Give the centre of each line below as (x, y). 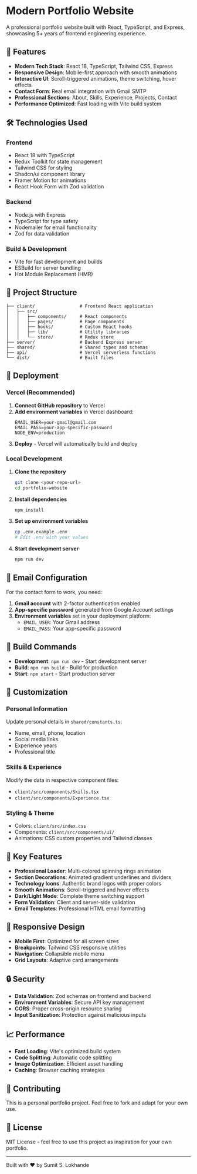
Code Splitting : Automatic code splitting (63, 1057)
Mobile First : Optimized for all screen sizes (67, 941)
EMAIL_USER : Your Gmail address (62, 622)
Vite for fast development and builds (58, 262)
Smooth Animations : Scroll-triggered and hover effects (82, 890)
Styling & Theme (30, 812)
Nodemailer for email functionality (55, 227)
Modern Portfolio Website (70, 11)
